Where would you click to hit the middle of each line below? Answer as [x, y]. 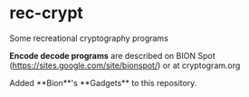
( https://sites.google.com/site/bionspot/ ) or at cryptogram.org [125, 65]
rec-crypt [47, 13]
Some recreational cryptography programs [89, 38]
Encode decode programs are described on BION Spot [112, 55]
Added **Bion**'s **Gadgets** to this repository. [103, 82]
